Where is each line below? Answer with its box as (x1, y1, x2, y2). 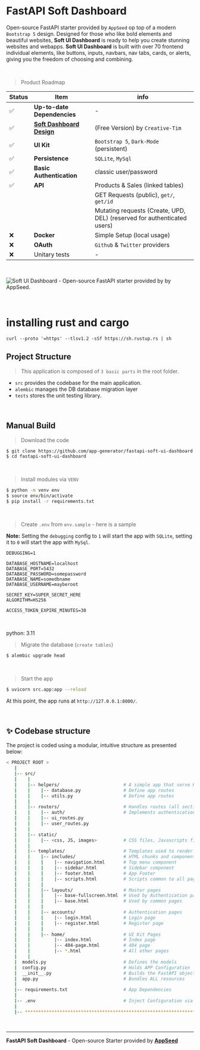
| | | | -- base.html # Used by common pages (14, 898, 183, 904)
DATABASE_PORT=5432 (6, 566, 55, 571)
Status (9, 92, 29, 101)
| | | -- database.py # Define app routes (14, 787, 174, 793)
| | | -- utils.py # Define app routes (14, 793, 174, 799)
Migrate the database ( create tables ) (20, 641, 114, 648)
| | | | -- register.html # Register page (14, 920, 164, 926)
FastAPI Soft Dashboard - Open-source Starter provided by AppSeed (6, 1037, 179, 1044)
